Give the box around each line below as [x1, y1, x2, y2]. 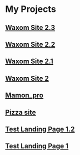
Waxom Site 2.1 [5, 57, 53, 66]
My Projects [5, 3, 56, 15]
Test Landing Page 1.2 [5, 125, 75, 133]
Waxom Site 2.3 [5, 23, 55, 32]
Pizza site [5, 108, 36, 117]
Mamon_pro [5, 91, 43, 100]
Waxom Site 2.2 [5, 40, 55, 48]
